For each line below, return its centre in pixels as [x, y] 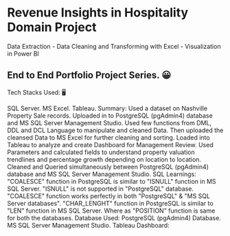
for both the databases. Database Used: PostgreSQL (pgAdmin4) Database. [114, 217]
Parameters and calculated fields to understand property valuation [101, 152]
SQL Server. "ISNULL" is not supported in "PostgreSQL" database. [101, 189]
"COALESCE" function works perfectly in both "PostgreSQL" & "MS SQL [109, 196]
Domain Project [52, 27]
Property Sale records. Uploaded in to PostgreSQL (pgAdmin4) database [110, 116]
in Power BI [23, 54]
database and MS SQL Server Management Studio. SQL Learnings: [102, 174]
